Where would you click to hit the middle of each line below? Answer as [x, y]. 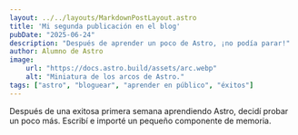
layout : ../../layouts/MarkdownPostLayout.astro [103, 18]
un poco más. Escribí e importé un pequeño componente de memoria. [140, 121]
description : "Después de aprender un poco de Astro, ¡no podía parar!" [150, 43]
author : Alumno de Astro [56, 52]
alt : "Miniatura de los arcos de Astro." [105, 77]
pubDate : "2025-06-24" [52, 34]
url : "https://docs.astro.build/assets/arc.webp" [122, 69]
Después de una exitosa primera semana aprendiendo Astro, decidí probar [149, 111]
